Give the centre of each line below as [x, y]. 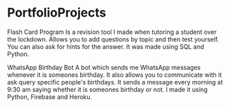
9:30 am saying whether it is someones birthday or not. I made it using [107, 89]
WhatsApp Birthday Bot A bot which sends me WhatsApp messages [104, 67]
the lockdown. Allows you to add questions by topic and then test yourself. [113, 39]
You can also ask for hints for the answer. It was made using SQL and [106, 46]
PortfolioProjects [57, 13]
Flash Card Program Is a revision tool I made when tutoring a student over [112, 32]
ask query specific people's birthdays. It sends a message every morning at [115, 82]
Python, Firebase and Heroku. [50, 97]
